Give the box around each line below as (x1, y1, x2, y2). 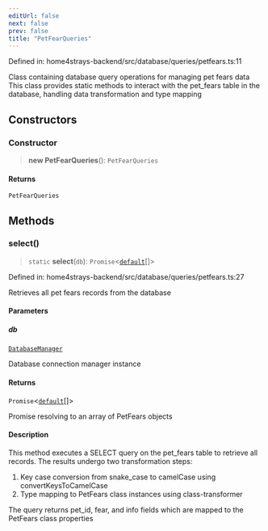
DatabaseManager (8, 345, 63, 353)
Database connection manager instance (8, 359, 141, 369)
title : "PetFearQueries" (8, 34, 92, 43)
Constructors (8, 112, 77, 126)
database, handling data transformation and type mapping (8, 90, 202, 99)
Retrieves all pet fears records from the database (8, 288, 172, 297)
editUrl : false (8, 11, 60, 20)
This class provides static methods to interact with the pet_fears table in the (8, 81, 261, 91)
